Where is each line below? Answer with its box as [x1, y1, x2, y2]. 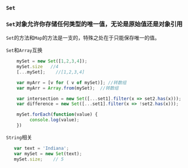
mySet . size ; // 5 [13, 156, 64, 162]
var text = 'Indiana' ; [13, 145, 69, 151]
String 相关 [6, 134, 32, 141]
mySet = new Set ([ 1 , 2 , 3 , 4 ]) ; [16, 58, 88, 64]
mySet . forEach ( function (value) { [16, 111, 98, 118]
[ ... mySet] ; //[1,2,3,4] [16, 69, 85, 75]
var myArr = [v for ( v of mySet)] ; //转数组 [16, 79, 127, 86]
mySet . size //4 [16, 64, 59, 70]
